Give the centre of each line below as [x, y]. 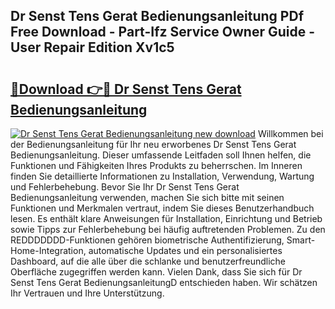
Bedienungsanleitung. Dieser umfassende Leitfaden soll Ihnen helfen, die [161, 155]
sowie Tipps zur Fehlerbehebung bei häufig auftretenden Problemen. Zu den [168, 229]
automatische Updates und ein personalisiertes [185, 250]
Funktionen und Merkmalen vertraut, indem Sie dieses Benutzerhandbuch [162, 208]
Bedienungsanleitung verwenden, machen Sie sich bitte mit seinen [147, 197]
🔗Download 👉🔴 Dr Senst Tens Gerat [126, 89]
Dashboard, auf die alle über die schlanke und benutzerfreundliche [148, 261]
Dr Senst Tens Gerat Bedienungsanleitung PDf [157, 16]
